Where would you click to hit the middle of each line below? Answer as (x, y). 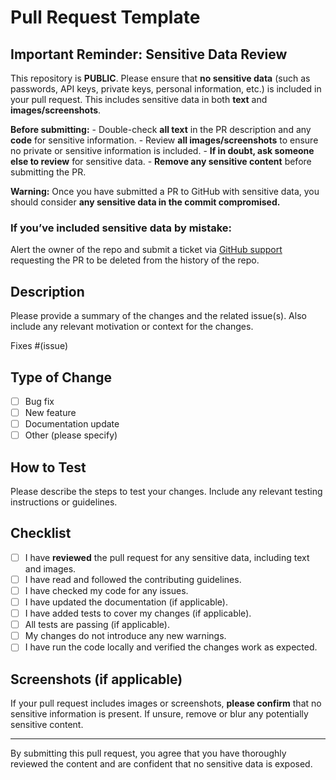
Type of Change (61, 377)
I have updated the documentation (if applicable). (126, 602)
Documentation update (72, 424)
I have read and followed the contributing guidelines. (133, 579)
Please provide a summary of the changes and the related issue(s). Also (158, 316)
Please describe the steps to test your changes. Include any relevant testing (166, 491)
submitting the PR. (48, 172)
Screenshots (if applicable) (96, 679)
